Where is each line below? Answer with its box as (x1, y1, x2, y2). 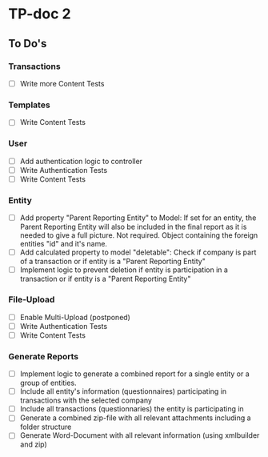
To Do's (8, 37, 47, 50)
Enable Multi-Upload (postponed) (19, 312, 130, 322)
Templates (8, 99, 50, 110)
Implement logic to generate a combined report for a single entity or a (19, 369, 250, 379)
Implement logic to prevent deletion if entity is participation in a (19, 265, 228, 275)
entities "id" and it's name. (19, 239, 108, 249)
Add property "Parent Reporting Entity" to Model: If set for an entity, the (19, 213, 257, 222)
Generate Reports (8, 351, 78, 362)
